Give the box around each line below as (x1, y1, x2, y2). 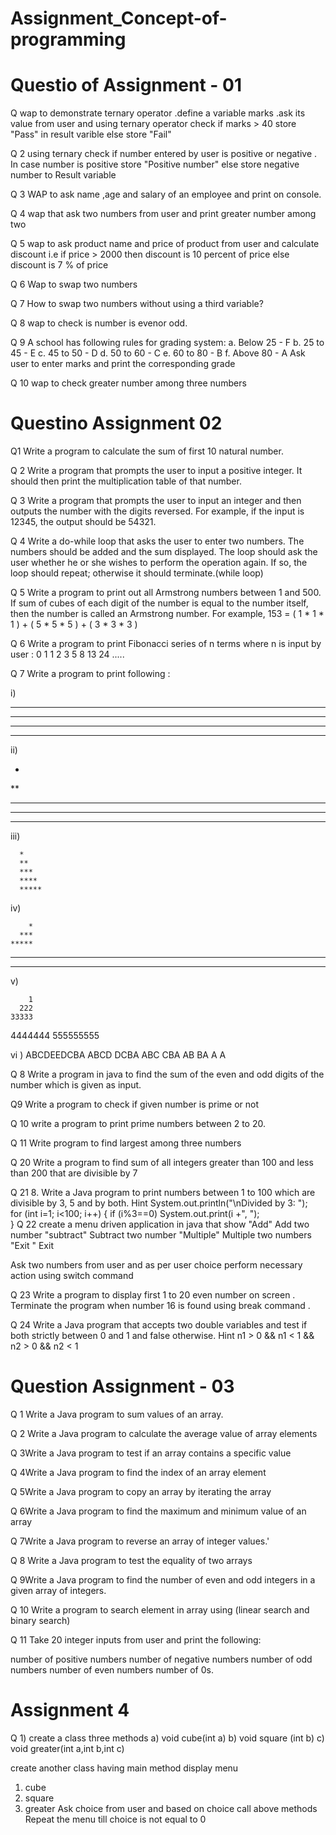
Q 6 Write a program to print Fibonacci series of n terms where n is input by (10, 638, 322, 650)
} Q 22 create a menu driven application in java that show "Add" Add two (10, 1218, 310, 1231)
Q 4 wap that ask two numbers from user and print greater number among (10, 208, 317, 220)
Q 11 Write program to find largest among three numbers (10, 1137, 242, 1149)
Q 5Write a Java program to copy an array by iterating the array (10, 1486, 272, 1497)
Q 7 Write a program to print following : (10, 668, 171, 680)
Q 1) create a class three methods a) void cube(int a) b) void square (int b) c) (10, 1732, 325, 1744)
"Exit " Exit (10, 1240, 54, 1252)
